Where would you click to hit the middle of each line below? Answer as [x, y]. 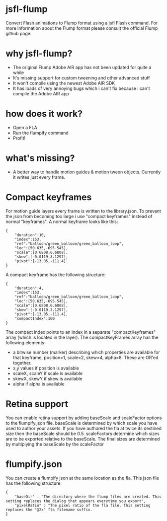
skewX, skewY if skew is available [47, 378]
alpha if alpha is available [39, 384]
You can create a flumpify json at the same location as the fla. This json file [83, 478]
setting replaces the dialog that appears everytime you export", [76, 501]
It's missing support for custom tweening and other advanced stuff [81, 77]
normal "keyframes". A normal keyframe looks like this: [62, 222]
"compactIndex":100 [35, 318]
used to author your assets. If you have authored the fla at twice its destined [84, 428]
